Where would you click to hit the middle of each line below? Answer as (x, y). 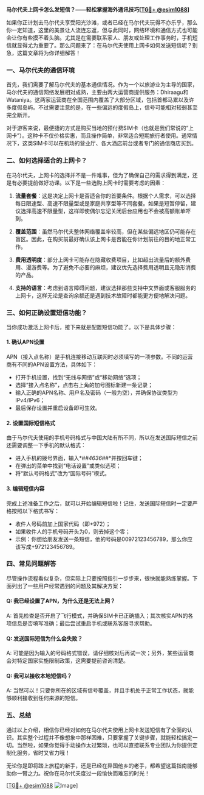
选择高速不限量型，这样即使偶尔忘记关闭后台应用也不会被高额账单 (103, 211)
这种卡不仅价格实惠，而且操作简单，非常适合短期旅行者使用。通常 (110, 136)
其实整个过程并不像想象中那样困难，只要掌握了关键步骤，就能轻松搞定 (104, 737)
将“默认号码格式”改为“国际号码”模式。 (63, 473)
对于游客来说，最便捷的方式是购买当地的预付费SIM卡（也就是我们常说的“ (97, 128)
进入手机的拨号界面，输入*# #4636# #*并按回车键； (79, 458)
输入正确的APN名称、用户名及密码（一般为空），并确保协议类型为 (96, 393)
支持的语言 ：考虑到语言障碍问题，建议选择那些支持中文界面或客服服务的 (105, 288)
